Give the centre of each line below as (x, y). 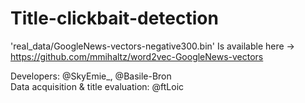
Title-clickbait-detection (114, 18)
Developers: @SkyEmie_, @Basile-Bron (91, 76)
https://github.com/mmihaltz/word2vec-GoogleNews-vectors (137, 56)
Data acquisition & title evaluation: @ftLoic (97, 86)
